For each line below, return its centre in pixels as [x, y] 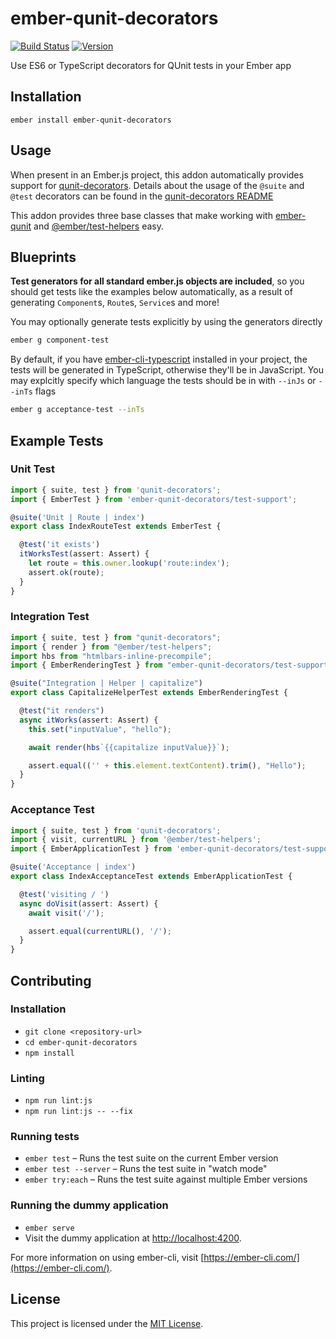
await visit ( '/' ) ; [66, 913]
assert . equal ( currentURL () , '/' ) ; [100, 931]
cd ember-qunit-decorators [81, 1042]
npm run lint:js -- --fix [78, 1112]
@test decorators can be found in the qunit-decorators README [142, 196]
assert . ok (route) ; [66, 572]
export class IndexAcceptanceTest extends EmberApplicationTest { [151, 877]
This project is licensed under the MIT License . [107, 1323]
